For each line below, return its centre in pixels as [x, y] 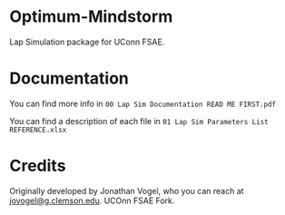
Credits [38, 166]
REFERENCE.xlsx [38, 130]
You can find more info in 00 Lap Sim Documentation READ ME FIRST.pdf [143, 103]
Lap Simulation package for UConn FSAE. [87, 42]
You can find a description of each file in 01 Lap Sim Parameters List [139, 121]
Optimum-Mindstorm [91, 17]
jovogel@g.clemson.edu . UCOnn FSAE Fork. [92, 200]
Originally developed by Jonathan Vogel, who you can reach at [127, 191]
